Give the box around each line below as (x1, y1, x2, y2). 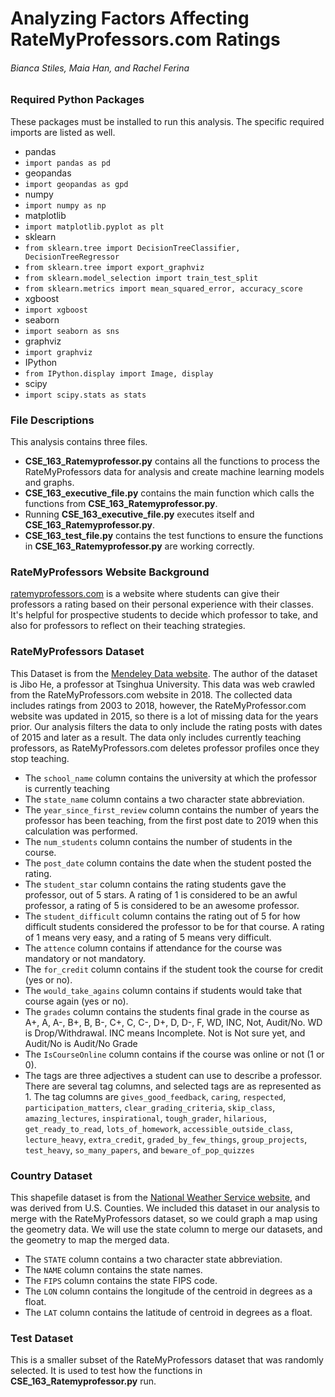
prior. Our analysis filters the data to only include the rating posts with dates (10, 720, 323, 732)
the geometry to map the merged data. (10, 1233, 170, 1246)
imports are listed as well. (10, 126, 116, 138)
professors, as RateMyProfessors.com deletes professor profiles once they (10, 742, 320, 754)
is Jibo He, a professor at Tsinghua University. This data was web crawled (10, 678, 316, 690)
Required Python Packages (10, 93, 145, 107)
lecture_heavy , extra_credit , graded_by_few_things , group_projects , (24, 1133, 308, 1145)
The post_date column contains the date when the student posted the (24, 857, 312, 869)
